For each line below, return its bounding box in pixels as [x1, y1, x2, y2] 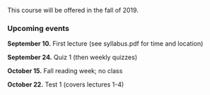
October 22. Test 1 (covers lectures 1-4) [7, 80, 124, 89]
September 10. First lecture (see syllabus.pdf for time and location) [7, 39, 204, 48]
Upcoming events [7, 23, 69, 33]
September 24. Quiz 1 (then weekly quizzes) [7, 53, 138, 62]
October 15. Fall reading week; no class [7, 67, 123, 75]
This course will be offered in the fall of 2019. [7, 6, 139, 14]
